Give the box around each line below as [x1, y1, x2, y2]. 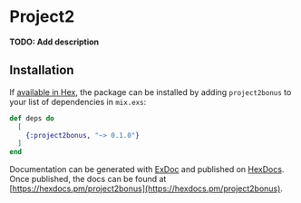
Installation [9, 63, 74, 78]
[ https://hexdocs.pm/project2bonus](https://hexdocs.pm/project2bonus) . [9, 183, 284, 194]
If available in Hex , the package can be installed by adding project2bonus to [9, 86, 292, 97]
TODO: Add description [9, 36, 100, 47]
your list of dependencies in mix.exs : [9, 96, 147, 107]
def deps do [9, 113, 54, 123]
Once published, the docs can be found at [9, 174, 167, 185]
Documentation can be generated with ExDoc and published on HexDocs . [9, 164, 285, 175]
